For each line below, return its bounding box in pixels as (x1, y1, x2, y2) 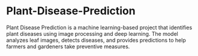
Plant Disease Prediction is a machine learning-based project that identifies (6, 24, 193, 31)
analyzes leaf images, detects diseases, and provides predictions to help (6, 36, 186, 43)
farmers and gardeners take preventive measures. (6, 43, 130, 50)
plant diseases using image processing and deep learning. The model (6, 30, 178, 37)
